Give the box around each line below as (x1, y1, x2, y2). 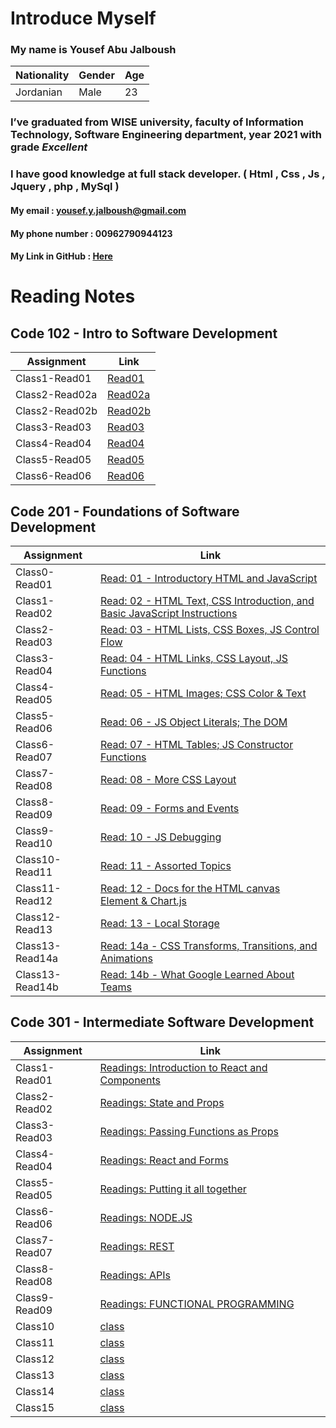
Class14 (15, 1384, 55, 1398)
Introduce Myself (10, 7, 157, 30)
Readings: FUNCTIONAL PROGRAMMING (99, 1297, 295, 1311)
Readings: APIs (99, 1268, 171, 1282)
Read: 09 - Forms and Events (99, 801, 240, 815)
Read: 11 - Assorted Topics (99, 858, 232, 872)
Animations (99, 951, 153, 965)
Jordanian (15, 85, 63, 99)
